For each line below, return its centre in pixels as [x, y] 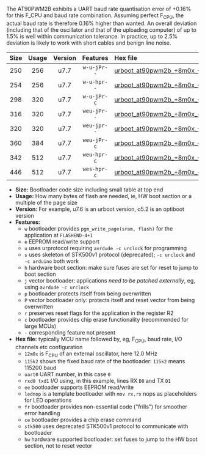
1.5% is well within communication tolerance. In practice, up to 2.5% [92, 36]
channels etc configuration [49, 347]
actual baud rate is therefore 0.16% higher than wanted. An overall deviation [102, 23]
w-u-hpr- [95, 82]
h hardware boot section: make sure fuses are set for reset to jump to [111, 267]
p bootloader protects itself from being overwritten [88, 294]
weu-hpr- [95, 154]
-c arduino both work [52, 261]
